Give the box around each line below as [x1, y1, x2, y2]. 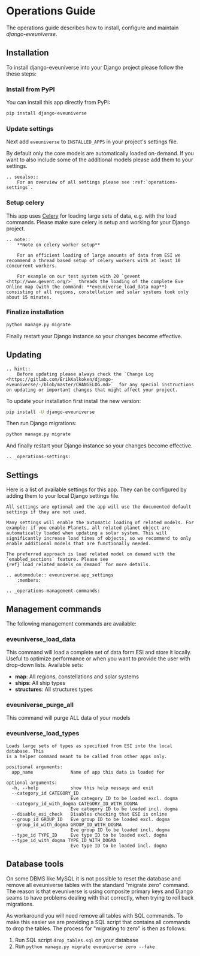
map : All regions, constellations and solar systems [14, 673, 140, 680]
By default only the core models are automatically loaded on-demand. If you [6, 150, 195, 157]
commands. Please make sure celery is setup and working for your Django [6, 218, 190, 226]
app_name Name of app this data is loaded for [11, 769, 165, 775]
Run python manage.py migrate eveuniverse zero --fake [14, 943, 155, 950]
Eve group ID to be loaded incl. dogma [70, 826, 170, 833]
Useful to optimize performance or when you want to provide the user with [6, 655, 190, 662]
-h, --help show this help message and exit [11, 784, 154, 791]
